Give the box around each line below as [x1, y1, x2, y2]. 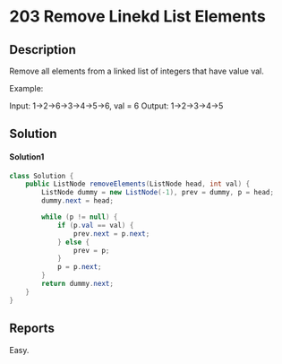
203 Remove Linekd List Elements [9, 6, 266, 27]
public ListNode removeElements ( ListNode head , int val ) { [25, 179, 251, 189]
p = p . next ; [56, 263, 102, 272]
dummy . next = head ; [41, 196, 115, 205]
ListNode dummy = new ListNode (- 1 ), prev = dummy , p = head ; [41, 188, 275, 197]
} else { [56, 238, 90, 247]
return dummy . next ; [41, 280, 115, 289]
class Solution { [9, 171, 74, 180]
